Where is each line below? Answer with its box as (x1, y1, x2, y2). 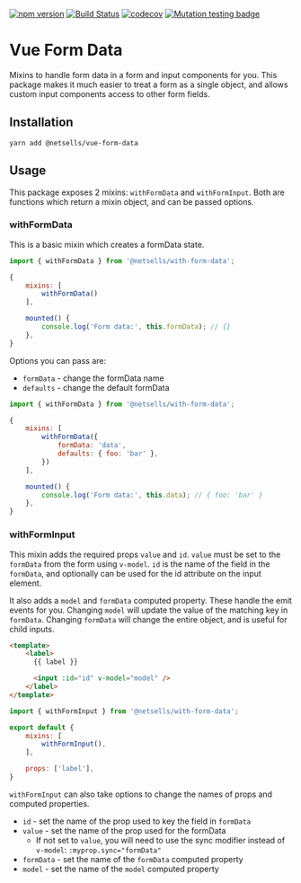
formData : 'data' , (57, 441, 127, 450)
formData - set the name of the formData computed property (22, 853, 244, 864)
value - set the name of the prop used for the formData (22, 825, 226, 835)
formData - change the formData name (22, 373, 164, 384)
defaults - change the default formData (22, 382, 170, 393)
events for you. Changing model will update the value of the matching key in (9, 605, 288, 615)
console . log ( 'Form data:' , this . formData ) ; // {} (41, 322, 231, 331)
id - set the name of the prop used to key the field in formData (22, 816, 252, 826)
